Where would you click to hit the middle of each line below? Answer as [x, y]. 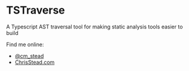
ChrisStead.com [35, 62]
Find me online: [25, 44]
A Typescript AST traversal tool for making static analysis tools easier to [94, 27]
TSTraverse [36, 10]
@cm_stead [29, 56]
